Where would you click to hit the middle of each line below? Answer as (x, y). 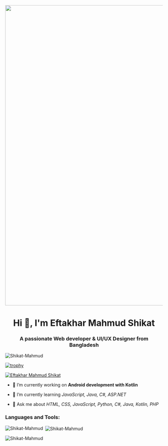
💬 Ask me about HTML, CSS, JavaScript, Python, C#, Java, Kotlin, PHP (85, 404)
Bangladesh (84, 345)
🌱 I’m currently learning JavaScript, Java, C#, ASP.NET (69, 394)
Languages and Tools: (32, 417)
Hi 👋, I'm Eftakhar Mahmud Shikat (84, 323)
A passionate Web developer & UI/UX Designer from (84, 339)
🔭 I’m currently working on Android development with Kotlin (75, 385)
